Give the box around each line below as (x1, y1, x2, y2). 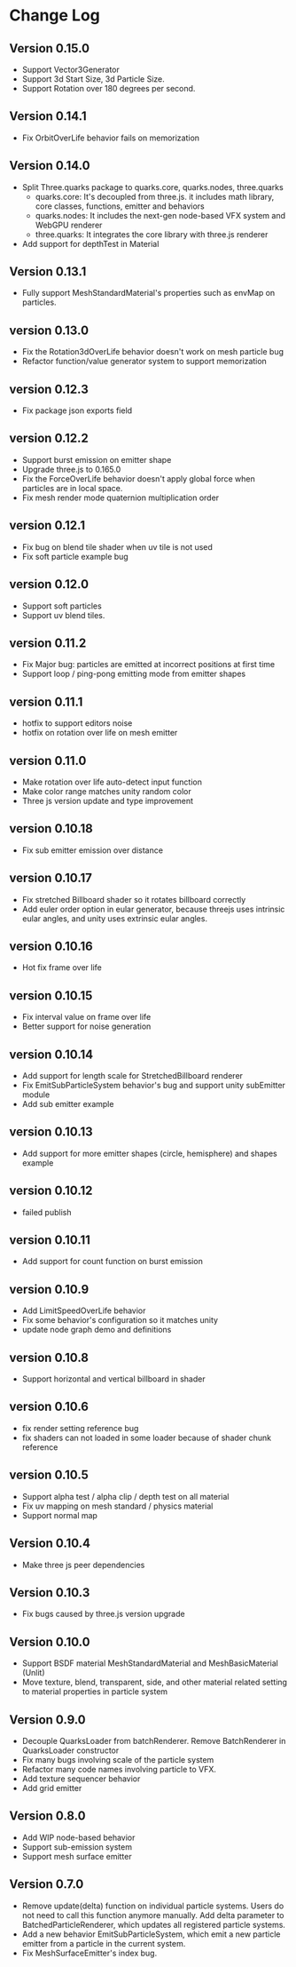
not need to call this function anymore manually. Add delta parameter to (21, 1909, 284, 1920)
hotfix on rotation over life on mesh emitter (21, 728, 178, 738)
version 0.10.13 (9, 1125, 93, 1140)
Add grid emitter (21, 1782, 82, 1793)
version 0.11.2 (9, 635, 87, 650)
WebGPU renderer (35, 219, 103, 230)
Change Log (9, 5, 100, 26)
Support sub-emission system (21, 1841, 133, 1852)
